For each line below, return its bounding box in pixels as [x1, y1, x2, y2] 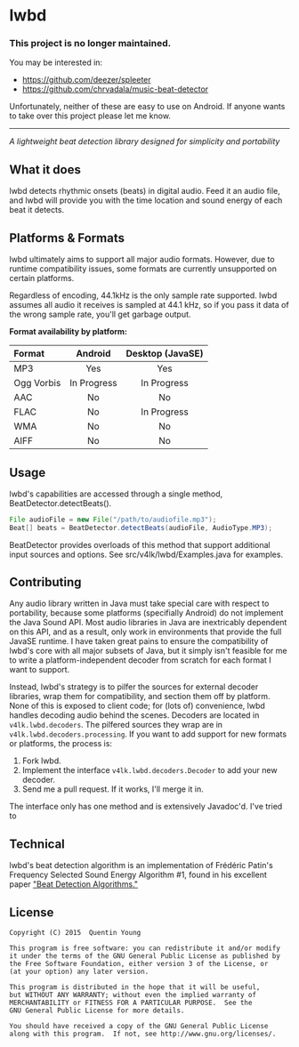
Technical [9, 836, 65, 851]
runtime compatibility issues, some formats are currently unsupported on [9, 263, 278, 274]
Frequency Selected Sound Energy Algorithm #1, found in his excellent [9, 869, 267, 881]
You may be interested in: [9, 57, 103, 68]
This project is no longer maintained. [9, 37, 172, 50]
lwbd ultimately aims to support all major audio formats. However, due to [9, 254, 275, 265]
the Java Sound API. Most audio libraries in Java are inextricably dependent [9, 617, 287, 628]
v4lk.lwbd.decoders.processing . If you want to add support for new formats [9, 729, 287, 739]
